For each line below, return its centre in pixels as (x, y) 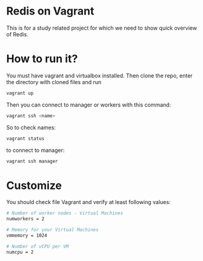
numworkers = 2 (25, 219)
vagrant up (20, 93)
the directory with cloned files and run (54, 82)
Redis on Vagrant (50, 11)
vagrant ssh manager (32, 161)
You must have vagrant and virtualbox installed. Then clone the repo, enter (99, 75)
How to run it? (42, 59)
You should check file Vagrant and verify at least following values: (88, 202)
